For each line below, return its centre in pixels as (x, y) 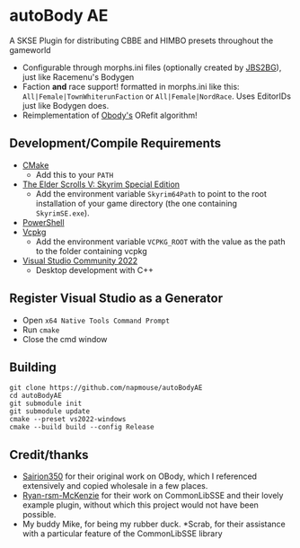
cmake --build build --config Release (82, 428)
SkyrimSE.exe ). (62, 213)
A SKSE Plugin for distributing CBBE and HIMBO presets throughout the (141, 40)
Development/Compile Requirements (115, 143)
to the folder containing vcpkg (91, 251)
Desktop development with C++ (95, 270)
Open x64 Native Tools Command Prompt (96, 320)
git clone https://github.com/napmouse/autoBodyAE (106, 388)
